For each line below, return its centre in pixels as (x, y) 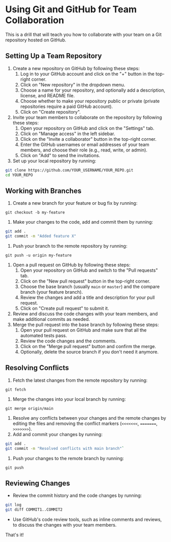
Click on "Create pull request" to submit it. (65, 309)
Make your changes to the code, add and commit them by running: (83, 222)
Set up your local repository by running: (54, 161)
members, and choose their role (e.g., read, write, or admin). (84, 150)
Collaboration (35, 20)
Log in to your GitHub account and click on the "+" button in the (87, 74)
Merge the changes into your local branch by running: (69, 399)
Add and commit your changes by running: (58, 434)
